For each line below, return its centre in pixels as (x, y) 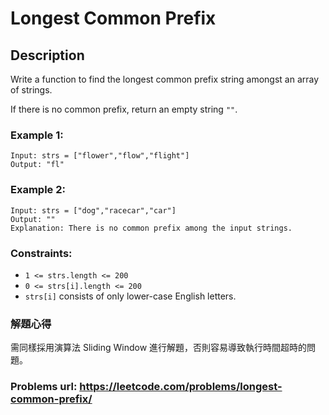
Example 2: (38, 190)
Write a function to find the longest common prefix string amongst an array (165, 79)
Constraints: (41, 253)
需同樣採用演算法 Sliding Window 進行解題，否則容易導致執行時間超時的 (159, 348)
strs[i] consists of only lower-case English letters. (130, 296)
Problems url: (44, 387)
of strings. (31, 90)
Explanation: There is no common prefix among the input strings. (151, 228)
